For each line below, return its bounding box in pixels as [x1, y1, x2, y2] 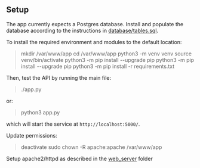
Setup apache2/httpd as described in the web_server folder [6, 155, 153, 162]
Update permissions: [6, 132, 58, 139]
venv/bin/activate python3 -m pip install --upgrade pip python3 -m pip [20, 56, 195, 63]
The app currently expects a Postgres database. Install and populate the [6, 20, 184, 27]
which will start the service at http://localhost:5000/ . [6, 120, 140, 127]
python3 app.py [20, 108, 60, 116]
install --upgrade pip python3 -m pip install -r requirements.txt [20, 63, 175, 70]
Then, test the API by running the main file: [6, 74, 112, 81]
